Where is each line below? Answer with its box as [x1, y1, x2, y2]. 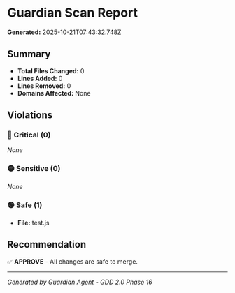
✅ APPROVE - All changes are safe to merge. [7, 257, 138, 266]
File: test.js [17, 218, 50, 227]
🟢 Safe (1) [7, 200, 43, 210]
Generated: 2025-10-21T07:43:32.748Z [7, 28, 122, 36]
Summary [7, 48, 51, 60]
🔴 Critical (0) [7, 130, 51, 140]
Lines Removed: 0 [17, 82, 71, 90]
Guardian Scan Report [7, 5, 138, 21]
